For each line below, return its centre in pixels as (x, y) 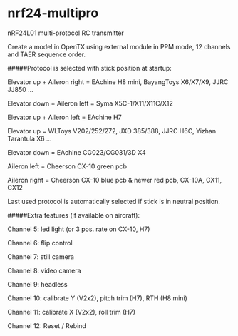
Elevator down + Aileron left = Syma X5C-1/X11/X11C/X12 (90, 103)
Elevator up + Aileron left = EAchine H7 (65, 117)
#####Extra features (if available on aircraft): (74, 215)
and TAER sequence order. (47, 54)
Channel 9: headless (37, 284)
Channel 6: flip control (40, 243)
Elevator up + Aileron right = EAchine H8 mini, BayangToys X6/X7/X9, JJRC (118, 82)
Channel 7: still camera (41, 256)
